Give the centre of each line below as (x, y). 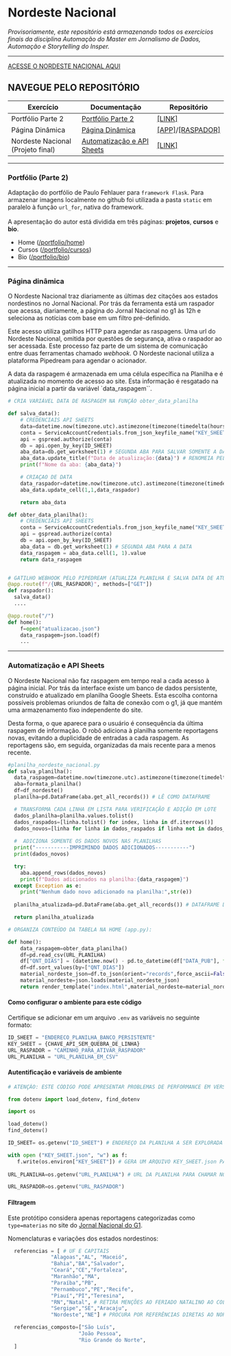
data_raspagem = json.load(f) (60, 635)
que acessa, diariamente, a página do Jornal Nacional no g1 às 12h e (105, 311)
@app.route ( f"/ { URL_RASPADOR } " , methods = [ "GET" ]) (80, 584)
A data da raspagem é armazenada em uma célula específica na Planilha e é (115, 374)
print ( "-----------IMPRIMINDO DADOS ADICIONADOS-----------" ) (105, 848)
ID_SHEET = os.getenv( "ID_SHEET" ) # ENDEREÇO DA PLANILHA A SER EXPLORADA (115, 1143)
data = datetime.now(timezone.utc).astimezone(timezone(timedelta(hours (123, 426)
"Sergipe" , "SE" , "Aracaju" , (89, 1309)
